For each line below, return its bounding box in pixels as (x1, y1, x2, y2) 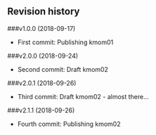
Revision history (7, 6, 80, 18)
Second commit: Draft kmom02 (17, 65, 109, 73)
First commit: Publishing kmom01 (17, 38, 114, 46)
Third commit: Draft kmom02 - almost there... (17, 92, 149, 101)
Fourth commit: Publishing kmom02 (17, 120, 121, 128)
